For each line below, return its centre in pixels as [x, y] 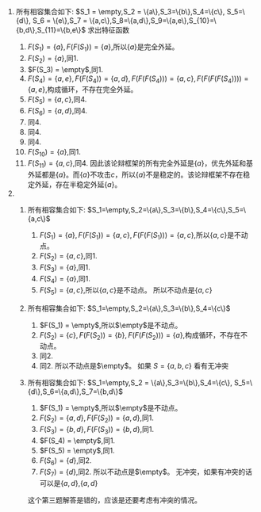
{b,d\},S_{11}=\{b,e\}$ [51, 30]
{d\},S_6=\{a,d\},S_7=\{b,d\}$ [75, 392]
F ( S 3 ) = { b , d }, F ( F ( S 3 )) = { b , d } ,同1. [97, 430]
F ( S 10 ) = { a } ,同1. [54, 153]
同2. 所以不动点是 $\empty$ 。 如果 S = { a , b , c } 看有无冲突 [134, 366]
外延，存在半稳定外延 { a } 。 [78, 184]
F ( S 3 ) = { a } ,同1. [65, 268]
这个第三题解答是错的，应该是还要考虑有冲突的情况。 [115, 500]
